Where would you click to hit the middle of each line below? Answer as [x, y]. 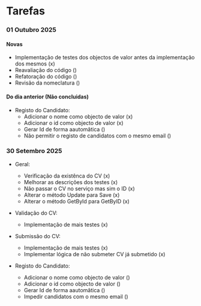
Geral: [22, 164]
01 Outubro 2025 [31, 30]
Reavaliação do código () [46, 70]
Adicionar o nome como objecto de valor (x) [78, 116]
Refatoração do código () [46, 77]
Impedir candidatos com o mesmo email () [76, 296]
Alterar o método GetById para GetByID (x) [77, 201]
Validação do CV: [36, 213]
